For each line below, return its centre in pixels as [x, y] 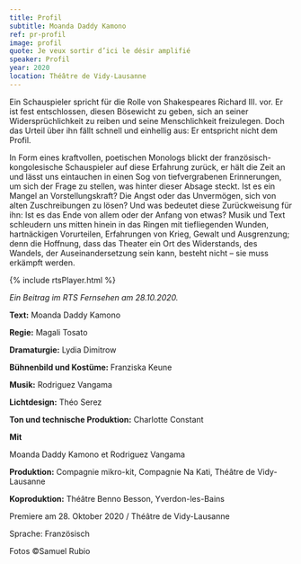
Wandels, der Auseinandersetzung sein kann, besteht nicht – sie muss [139, 253]
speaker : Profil [40, 59]
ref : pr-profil [38, 34]
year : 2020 [30, 68]
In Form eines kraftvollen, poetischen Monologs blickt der [116, 157]
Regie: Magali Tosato [49, 332]
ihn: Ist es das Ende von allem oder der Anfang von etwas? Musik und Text [147, 215]
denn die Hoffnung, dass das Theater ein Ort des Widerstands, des [133, 243]
